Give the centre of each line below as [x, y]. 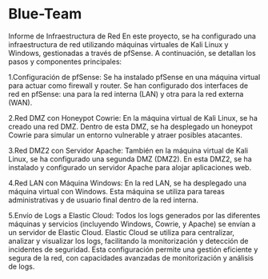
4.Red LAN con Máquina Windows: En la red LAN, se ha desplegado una [127, 183]
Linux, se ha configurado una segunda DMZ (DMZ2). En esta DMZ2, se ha [130, 159]
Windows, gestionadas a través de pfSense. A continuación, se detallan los [132, 53]
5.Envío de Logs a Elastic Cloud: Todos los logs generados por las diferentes [134, 215]
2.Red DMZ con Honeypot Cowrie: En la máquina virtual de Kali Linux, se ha [133, 118]
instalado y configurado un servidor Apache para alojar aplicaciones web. [130, 167]
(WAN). [20, 102]
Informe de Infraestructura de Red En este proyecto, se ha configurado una [132, 36]
